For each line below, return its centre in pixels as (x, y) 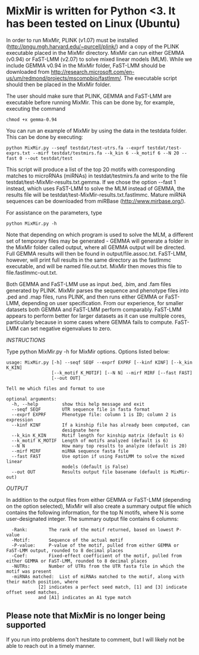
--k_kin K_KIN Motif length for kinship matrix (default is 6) (98, 435)
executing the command (36, 108)
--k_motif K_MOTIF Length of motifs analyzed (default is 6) (90, 440)
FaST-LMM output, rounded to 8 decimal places (65, 550)
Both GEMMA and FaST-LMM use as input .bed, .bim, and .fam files (89, 284)
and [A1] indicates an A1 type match (85, 597)
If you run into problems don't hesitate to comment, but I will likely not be (96, 640)
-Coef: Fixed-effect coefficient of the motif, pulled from (97, 555)
